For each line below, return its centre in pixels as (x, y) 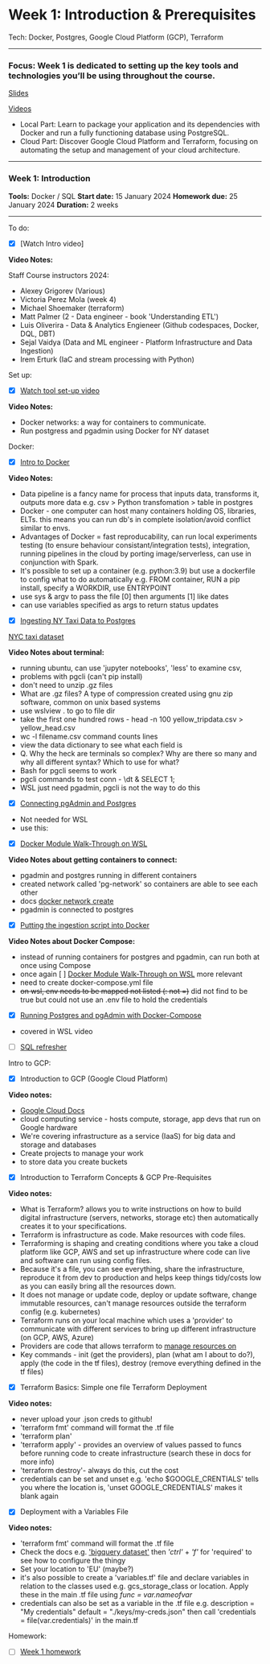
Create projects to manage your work (82, 1153)
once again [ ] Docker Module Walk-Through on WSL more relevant (131, 974)
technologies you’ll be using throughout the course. (112, 76)
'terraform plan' (46, 1436)
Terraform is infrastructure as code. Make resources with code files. (133, 1235)
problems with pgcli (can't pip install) (81, 676)
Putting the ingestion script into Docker (85, 925)
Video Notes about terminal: (56, 652)
